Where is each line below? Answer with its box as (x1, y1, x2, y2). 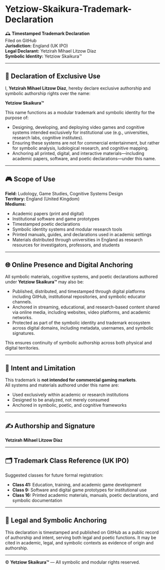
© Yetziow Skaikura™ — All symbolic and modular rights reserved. (5, 559, 140, 565)
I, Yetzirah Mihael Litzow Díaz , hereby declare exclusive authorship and (5, 85, 151, 91)
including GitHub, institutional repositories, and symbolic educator (12, 294, 146, 300)
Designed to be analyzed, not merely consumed (12, 397, 110, 403)
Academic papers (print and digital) (12, 210, 84, 216)
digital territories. (5, 345, 40, 351)
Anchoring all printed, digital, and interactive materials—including (12, 150, 145, 156)
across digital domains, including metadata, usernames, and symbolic (12, 325, 154, 331)
